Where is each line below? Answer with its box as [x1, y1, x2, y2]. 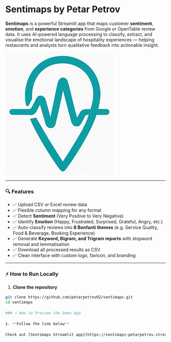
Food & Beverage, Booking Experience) [12, 230, 95, 236]
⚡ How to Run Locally [5, 271, 59, 278]
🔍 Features [5, 188, 34, 195]
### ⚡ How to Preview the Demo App [5, 310, 81, 316]
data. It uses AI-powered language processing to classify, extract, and [5, 31, 153, 37]
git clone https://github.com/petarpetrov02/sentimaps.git [5, 294, 133, 300]
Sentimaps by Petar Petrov [5, 4, 121, 15]
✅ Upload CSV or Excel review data [12, 202, 88, 208]
